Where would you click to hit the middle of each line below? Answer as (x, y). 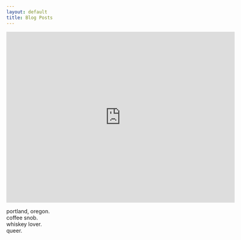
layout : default (27, 12)
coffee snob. (22, 218)
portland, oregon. (28, 211)
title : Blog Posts (30, 18)
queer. (14, 230)
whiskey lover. (24, 224)
